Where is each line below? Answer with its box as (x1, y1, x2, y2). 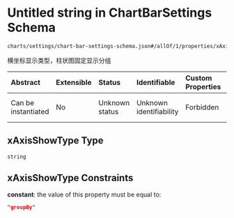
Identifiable (136, 77, 175, 87)
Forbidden (185, 102, 219, 112)
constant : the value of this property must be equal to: (7, 190, 162, 199)
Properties (185, 81, 221, 91)
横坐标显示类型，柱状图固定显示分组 (7, 56, 111, 64)
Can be (10, 98, 35, 107)
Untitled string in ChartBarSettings (7, 5, 212, 21)
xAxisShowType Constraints (7, 172, 134, 184)
